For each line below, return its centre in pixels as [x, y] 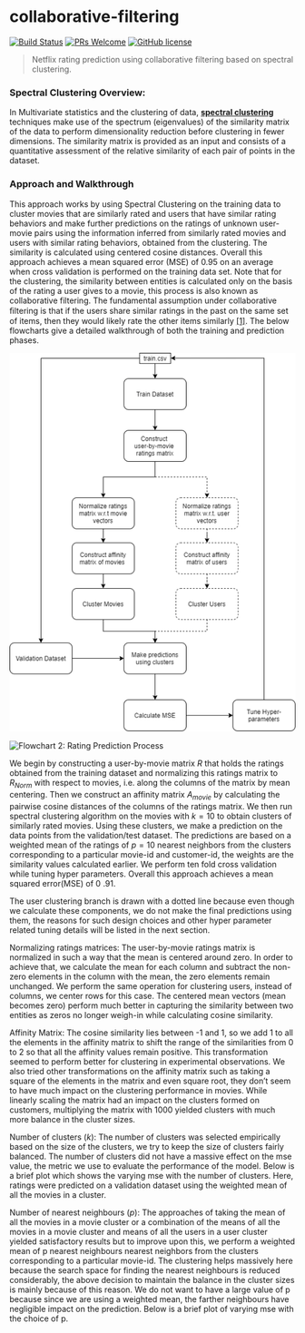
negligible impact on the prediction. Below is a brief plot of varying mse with [152, 1308]
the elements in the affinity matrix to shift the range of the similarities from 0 [152, 1042]
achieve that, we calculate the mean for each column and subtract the [140, 966]
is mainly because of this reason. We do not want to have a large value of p [150, 1289]
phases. [24, 340]
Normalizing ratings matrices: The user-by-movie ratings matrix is [133, 947]
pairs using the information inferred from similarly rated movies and [160, 232]
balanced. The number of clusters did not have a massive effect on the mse [151, 1156]
